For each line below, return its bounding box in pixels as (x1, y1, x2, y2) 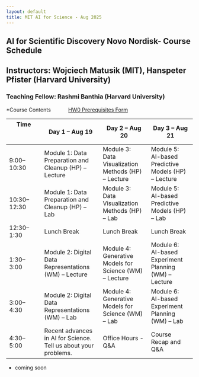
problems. (44, 349, 72, 357)
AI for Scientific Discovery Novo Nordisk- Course (6, 36, 191, 46)
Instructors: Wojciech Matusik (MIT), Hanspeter (6, 66, 187, 76)
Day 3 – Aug (153, 124, 188, 132)
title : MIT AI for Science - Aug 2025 (6, 14, 102, 20)
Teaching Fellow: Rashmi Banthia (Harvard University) (6, 92, 165, 101)
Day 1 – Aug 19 (48, 127, 93, 136)
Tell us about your (44, 341, 94, 350)
